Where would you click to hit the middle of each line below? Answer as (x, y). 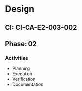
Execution (22, 74)
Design (20, 9)
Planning (21, 69)
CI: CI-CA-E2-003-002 (41, 27)
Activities (17, 58)
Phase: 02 (21, 44)
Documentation (28, 84)
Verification (24, 79)
